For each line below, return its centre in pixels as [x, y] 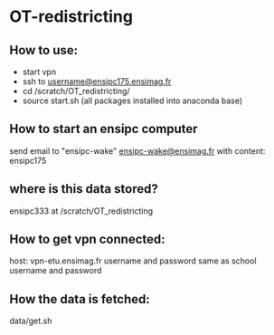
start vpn [39, 72]
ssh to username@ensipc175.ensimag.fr [97, 81]
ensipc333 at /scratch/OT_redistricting [81, 211]
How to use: [44, 50]
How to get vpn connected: [87, 239]
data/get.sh [31, 321]
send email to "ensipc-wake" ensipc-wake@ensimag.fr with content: [137, 150]
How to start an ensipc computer [104, 129]
